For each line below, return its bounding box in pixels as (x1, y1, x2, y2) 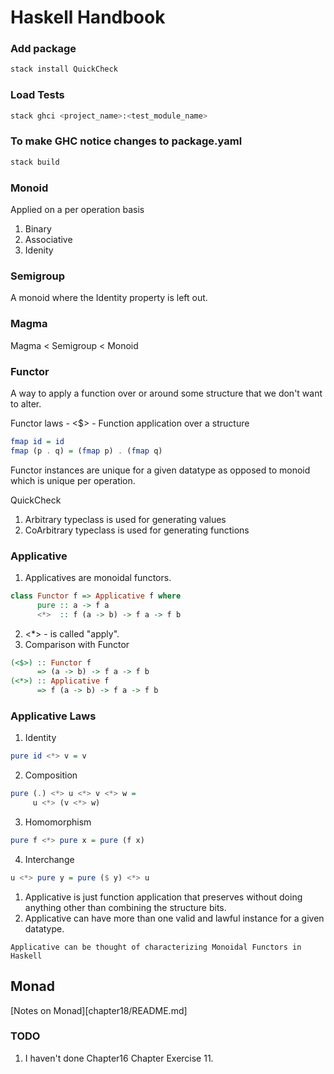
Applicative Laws (10, 709, 97, 723)
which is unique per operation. (10, 474, 136, 486)
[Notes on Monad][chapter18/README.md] (10, 1004, 188, 1016)
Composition (24, 769, 78, 781)
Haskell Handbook (10, 6, 166, 29)
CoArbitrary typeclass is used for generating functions (24, 524, 250, 536)
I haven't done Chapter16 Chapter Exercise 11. (24, 1052, 214, 1064)
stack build (10, 157, 60, 167)
